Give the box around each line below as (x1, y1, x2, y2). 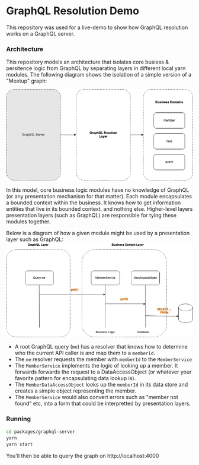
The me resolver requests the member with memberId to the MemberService (14, 356, 192, 363)
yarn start (6, 441, 33, 448)
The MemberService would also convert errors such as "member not (14, 394, 179, 401)
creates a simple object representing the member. (14, 387, 137, 394)
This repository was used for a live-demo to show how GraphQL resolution (6, 24, 188, 31)
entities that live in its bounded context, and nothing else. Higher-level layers (6, 205, 193, 212)
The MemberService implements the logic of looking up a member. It (14, 362, 178, 369)
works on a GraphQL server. (6, 30, 75, 37)
